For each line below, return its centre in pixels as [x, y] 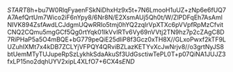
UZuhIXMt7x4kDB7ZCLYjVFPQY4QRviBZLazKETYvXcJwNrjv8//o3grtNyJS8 [116, 47]
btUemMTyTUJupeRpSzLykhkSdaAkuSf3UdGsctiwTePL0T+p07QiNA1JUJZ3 [116, 54]
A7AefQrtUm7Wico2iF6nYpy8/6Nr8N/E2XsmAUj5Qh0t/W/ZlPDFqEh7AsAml [115, 17]
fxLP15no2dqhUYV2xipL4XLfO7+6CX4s [65, 61]
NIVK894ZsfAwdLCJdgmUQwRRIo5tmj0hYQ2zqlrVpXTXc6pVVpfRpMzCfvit [115, 25]
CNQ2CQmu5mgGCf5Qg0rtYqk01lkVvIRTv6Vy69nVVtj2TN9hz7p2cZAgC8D [116, 32]
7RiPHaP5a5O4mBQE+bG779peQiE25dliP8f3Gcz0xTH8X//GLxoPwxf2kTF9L [117, 39]
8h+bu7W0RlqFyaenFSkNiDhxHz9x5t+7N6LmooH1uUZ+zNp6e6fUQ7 [126, 10]
